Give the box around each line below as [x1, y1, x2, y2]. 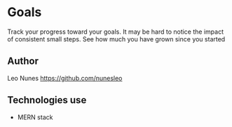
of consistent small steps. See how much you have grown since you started [7, 34, 226, 43]
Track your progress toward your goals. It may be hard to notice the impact [7, 27, 224, 36]
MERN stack [17, 113, 53, 121]
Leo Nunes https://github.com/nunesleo [7, 74, 123, 82]
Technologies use [7, 94, 87, 106]
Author [7, 55, 39, 67]
